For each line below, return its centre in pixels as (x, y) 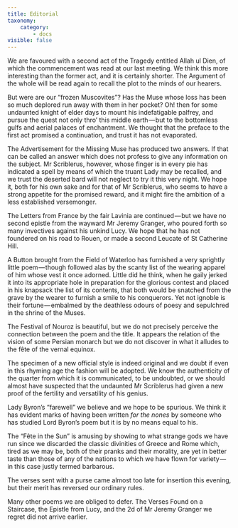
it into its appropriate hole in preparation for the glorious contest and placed (118, 283)
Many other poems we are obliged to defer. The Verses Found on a (106, 502)
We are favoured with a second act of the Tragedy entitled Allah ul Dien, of (117, 61)
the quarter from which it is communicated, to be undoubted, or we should (116, 378)
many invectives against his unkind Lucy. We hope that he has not (104, 231)
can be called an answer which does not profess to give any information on (117, 157)
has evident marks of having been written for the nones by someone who (114, 415)
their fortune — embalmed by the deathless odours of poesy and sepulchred (118, 305)
